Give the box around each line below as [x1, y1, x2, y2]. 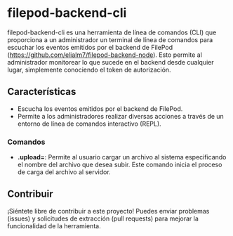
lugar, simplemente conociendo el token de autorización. [7, 65, 171, 74]
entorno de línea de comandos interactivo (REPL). [17, 119, 161, 128]
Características [7, 86, 76, 98]
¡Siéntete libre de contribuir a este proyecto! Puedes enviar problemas [7, 206, 210, 215]
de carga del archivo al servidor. [17, 168, 111, 176]
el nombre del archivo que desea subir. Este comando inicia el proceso [17, 160, 222, 169]
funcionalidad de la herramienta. [7, 221, 101, 230]
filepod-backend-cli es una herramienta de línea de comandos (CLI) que [7, 28, 217, 37]
